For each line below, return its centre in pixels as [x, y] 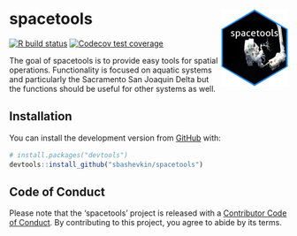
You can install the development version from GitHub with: [115, 138]
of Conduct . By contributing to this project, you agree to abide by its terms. [146, 223]
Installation [41, 116]
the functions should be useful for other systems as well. [113, 88]
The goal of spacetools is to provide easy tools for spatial [114, 60]
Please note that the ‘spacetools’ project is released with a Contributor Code [148, 213]
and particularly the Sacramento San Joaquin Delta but [109, 79]
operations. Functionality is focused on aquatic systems [110, 70]
